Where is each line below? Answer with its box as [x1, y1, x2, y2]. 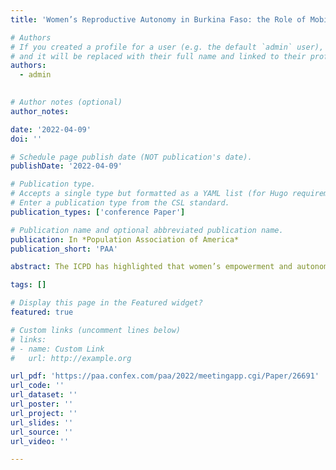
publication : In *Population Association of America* [10, 234, 240, 245]
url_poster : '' [10, 399, 74, 409]
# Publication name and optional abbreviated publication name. [10, 225, 284, 235]
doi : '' [10, 134, 43, 144]
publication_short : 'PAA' [10, 244, 118, 254]
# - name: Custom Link [10, 344, 105, 354]
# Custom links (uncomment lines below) [10, 325, 182, 335]
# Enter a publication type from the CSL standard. [10, 198, 230, 208]
